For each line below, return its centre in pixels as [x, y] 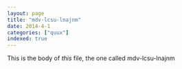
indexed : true [27, 39]
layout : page [26, 13]
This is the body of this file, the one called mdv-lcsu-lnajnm [91, 58]
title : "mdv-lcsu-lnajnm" [44, 20]
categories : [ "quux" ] [38, 32]
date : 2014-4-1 [29, 26]
